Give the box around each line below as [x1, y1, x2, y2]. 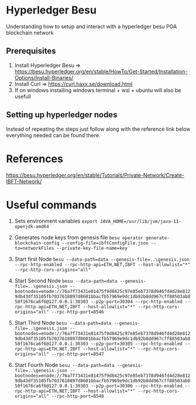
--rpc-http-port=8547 [51, 351, 104, 358]
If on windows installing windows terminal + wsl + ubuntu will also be [14, 86, 181, 94]
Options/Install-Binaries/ [14, 74, 74, 81]
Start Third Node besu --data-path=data [14, 319, 112, 326]
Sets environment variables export [14, 217, 98, 224]
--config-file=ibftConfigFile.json [61, 240, 149, 246]
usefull [14, 93, 31, 100]
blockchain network [6, 29, 54, 36]
